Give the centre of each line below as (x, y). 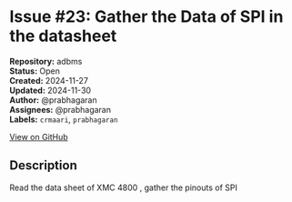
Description (43, 166)
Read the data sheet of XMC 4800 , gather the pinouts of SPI (124, 187)
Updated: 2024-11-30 (50, 90)
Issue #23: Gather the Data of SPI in (146, 17)
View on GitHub (39, 136)
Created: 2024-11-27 (49, 80)
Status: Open (35, 71)
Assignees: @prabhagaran (60, 109)
